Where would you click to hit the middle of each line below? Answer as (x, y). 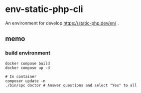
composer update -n (25, 81)
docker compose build (28, 63)
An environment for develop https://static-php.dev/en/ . (62, 23)
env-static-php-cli (44, 9)
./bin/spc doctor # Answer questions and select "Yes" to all (71, 85)
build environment (28, 53)
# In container (21, 76)
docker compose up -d (28, 68)
